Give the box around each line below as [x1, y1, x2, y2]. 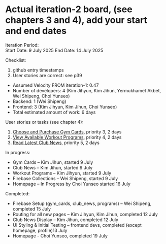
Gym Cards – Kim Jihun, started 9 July [12, 159, 93, 165]
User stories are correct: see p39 [12, 72, 82, 78]
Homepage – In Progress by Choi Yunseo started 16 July [12, 181, 131, 187]
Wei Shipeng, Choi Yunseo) [12, 93, 70, 99]
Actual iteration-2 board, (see [5, 4, 133, 15]
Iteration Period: [5, 42, 39, 48]
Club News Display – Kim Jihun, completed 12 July [12, 217, 118, 223]
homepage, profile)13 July [12, 227, 68, 233]
